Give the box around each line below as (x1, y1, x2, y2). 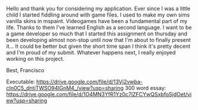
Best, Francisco (6, 67, 45, 73)
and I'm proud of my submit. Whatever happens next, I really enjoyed (6, 49, 176, 56)
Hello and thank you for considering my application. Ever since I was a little (6, 5, 191, 12)
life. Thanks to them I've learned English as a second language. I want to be (6, 24, 192, 31)
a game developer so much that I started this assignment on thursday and (6, 30, 188, 37)
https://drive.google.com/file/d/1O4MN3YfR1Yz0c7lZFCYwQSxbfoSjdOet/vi (6, 91, 192, 98)
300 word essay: (125, 85, 166, 91)
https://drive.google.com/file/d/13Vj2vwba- (36, 78, 143, 85)
